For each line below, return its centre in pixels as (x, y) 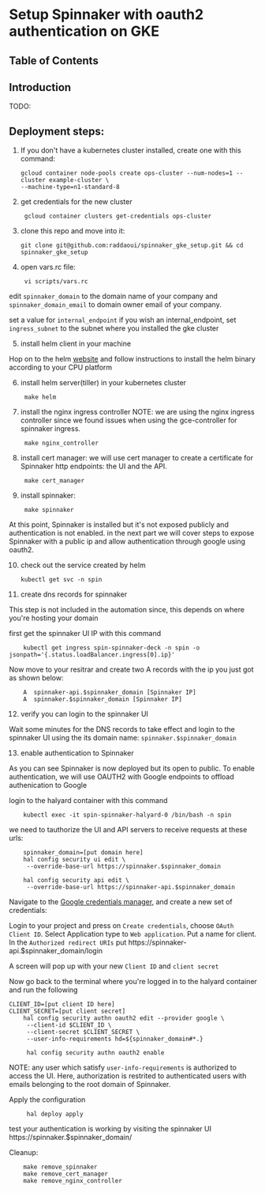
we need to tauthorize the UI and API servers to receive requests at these (128, 830)
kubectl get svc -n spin (61, 580)
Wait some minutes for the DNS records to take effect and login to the (122, 729)
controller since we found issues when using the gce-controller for (129, 420)
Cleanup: (24, 1153)
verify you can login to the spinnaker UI (84, 714)
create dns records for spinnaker (74, 594)
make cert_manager (54, 481)
